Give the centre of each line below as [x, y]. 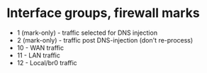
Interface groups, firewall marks [103, 13]
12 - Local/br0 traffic [47, 62]
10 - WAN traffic [40, 47]
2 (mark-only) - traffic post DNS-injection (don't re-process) [105, 40]
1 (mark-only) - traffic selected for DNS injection [87, 33]
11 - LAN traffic [39, 55]
